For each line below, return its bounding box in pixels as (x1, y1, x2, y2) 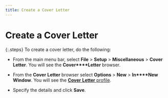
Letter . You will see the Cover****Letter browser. (12, 62, 121, 68)
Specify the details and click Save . (12, 87, 86, 93)
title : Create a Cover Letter (5, 7, 70, 13)
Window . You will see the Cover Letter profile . (12, 77, 112, 83)
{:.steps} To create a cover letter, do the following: (5, 46, 111, 53)
